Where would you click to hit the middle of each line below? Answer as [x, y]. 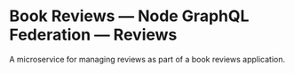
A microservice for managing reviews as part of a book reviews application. [147, 59]
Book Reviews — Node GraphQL [129, 16]
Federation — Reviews [93, 35]
